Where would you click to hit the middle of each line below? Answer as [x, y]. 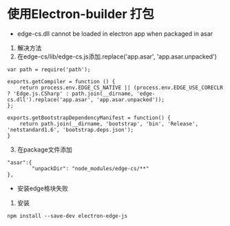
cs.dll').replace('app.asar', [51, 100]
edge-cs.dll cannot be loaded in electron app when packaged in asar [115, 33]
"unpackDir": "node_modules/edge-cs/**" [91, 168]
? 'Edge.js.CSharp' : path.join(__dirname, [71, 94]
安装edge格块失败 [43, 188]
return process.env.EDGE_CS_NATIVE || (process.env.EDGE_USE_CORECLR [122, 88]
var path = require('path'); [49, 70]
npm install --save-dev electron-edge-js [67, 216]
